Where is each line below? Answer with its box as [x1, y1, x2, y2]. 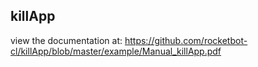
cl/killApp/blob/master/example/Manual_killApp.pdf [10, 45, 222, 57]
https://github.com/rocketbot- [124, 34, 248, 46]
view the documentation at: [10, 34, 123, 46]
